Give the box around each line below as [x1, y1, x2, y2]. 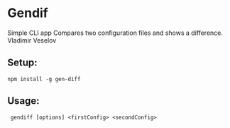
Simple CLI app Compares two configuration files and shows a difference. [7, 28, 224, 37]
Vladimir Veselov [7, 36, 57, 44]
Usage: [7, 95, 40, 107]
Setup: [7, 57, 38, 69]
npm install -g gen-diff [7, 75, 81, 82]
